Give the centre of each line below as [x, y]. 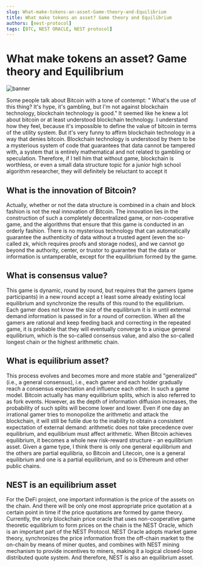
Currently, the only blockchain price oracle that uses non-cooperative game [101, 519]
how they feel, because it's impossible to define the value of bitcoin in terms [101, 126]
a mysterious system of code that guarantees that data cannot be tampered [101, 146]
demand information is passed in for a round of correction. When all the [95, 316]
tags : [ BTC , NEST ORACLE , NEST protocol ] [59, 29]
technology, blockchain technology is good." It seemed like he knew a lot [97, 114]
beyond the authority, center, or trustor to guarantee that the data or [91, 250]
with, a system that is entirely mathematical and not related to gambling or [99, 152]
